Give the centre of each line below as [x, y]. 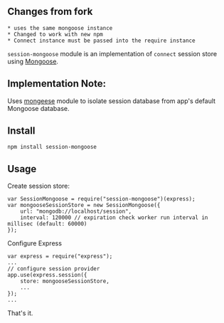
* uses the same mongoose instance [60, 28]
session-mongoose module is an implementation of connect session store [112, 53]
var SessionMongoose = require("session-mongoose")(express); [101, 199]
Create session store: [38, 186]
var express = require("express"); [60, 256]
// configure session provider [54, 269]
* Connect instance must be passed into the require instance [101, 41]
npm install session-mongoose [52, 147]
